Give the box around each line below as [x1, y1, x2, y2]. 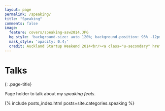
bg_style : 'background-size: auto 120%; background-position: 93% [9, 35, 148, 40]
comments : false [4, 21, 38, 26]
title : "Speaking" [4, 16, 42, 21]
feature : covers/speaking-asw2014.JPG [9, 30, 89, 35]
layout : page [4, 7, 32, 12]
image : [4, 26, 18, 30]
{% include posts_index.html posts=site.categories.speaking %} [4, 100, 135, 106]
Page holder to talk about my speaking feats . [4, 90, 96, 96]
